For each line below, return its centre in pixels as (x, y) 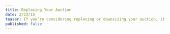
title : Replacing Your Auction (38, 10)
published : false (24, 24)
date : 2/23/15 (20, 14)
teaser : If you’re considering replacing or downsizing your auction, (82, 19)
